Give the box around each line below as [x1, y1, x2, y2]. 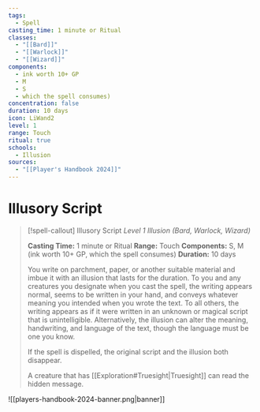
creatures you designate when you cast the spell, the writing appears [27, 281, 253, 290]
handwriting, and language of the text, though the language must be [27, 323, 250, 332]
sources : [8, 159, 37, 167]
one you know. [27, 331, 76, 341]
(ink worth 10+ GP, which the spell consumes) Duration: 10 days [27, 249, 236, 259]
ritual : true [8, 136, 51, 144]
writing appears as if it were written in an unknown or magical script [27, 306, 248, 316]
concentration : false [8, 99, 80, 107]
